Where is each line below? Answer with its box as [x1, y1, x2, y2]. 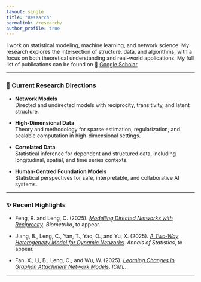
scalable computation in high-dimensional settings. [14, 132, 141, 139]
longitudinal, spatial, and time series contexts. [14, 156, 128, 163]
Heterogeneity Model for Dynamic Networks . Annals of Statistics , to [14, 238, 183, 246]
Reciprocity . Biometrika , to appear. [14, 220, 100, 228]
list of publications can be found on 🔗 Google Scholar [6, 61, 138, 68]
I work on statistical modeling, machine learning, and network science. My [6, 42, 190, 49]
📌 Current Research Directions [6, 81, 97, 90]
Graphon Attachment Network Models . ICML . [14, 263, 127, 270]
